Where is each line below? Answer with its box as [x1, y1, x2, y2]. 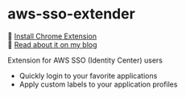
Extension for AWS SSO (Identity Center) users [7, 55, 163, 65]
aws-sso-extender [7, 5, 136, 23]
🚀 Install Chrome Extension [7, 31, 97, 41]
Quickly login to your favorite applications [19, 71, 158, 80]
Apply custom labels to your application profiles [19, 79, 178, 89]
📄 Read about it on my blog [7, 39, 97, 49]
